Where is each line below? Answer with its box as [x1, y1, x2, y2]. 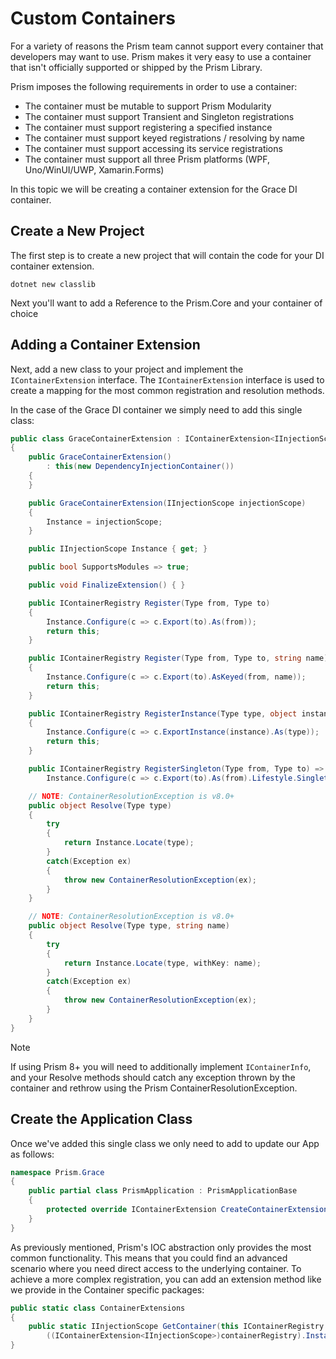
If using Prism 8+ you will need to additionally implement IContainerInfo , [10, 1060, 312, 1072]
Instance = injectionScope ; [46, 517, 163, 527]
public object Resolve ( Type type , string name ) [28, 921, 230, 931]
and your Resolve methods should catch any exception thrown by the [10, 1071, 296, 1083]
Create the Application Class [10, 1111, 193, 1128]
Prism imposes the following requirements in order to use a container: [10, 80, 298, 92]
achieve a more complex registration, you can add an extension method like [10, 1273, 322, 1285]
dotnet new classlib [10, 279, 97, 289]
